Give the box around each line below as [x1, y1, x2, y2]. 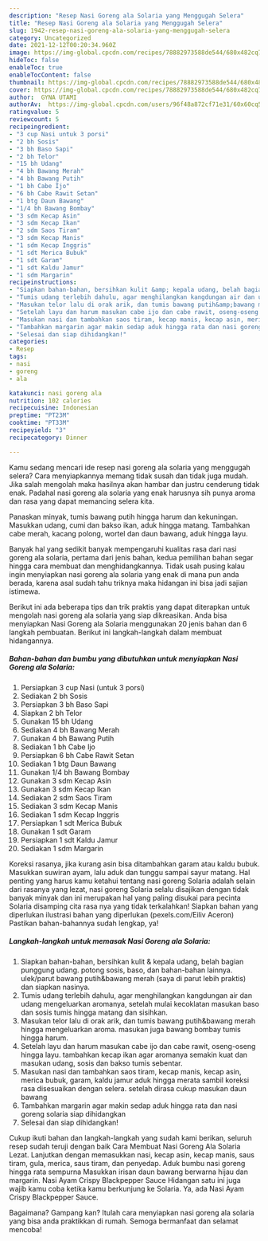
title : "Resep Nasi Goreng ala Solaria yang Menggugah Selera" [9, 19, 223, 27]
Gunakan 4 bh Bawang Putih [20, 733, 115, 743]
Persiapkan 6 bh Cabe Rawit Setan [20, 750, 134, 760]
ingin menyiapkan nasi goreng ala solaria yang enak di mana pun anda [9, 569, 239, 579]
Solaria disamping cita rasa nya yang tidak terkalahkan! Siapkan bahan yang [9, 901, 258, 911]
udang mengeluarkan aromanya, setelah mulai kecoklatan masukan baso [20, 999, 259, 1008]
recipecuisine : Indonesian [9, 404, 99, 412]
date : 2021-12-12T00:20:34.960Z [9, 41, 116, 49]
